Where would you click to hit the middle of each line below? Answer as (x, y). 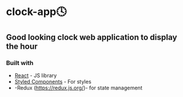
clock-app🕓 (37, 12)
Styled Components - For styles (53, 81)
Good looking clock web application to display (91, 37)
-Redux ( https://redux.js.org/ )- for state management (78, 88)
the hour (22, 46)
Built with (20, 63)
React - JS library (36, 75)
